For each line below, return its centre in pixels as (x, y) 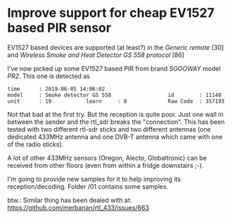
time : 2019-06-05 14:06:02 (56, 89)
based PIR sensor (59, 28)
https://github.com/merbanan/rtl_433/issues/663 (78, 207)
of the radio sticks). (36, 144)
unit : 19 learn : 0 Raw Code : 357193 (116, 101)
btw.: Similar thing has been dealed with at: (70, 200)
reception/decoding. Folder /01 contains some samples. (88, 186)
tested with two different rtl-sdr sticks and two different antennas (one (109, 129)
